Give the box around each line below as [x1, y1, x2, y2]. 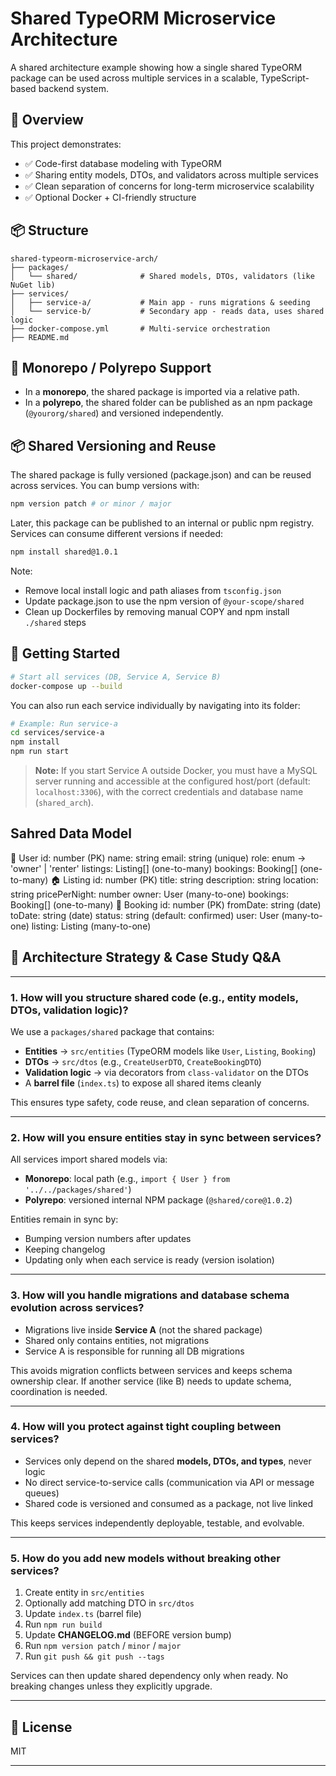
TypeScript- [260, 72, 310, 84]
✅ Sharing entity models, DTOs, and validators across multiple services [24, 168, 319, 181]
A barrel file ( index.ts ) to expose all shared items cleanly [24, 1077, 262, 1089]
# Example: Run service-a [10, 718, 118, 729]
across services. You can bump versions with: [10, 480, 200, 492]
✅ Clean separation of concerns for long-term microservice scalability [24, 180, 315, 192]
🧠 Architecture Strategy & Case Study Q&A [10, 949, 282, 966]
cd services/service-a [10, 728, 105, 738]
